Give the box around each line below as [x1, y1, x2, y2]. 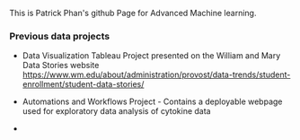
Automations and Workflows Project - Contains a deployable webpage [22, 96, 283, 107]
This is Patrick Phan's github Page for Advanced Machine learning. [9, 8, 257, 18]
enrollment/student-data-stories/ [22, 79, 145, 90]
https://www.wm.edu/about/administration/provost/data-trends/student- [22, 69, 291, 80]
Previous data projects [9, 30, 110, 42]
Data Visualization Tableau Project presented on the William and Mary [22, 50, 281, 61]
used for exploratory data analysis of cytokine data [22, 106, 211, 117]
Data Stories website [22, 60, 100, 71]
